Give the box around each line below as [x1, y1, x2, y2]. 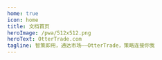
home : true [7, 10, 39, 17]
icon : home [7, 17, 39, 23]
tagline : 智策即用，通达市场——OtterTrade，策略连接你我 [7, 42, 155, 49]
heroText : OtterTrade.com [7, 36, 82, 43]
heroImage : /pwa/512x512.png [7, 29, 91, 37]
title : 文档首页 [7, 23, 50, 30]
